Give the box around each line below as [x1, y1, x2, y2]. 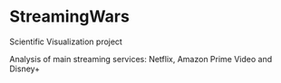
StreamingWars [9, 6, 130, 27]
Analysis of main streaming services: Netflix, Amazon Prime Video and [9, 53, 273, 64]
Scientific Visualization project [9, 36, 122, 47]
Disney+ [9, 63, 41, 74]
